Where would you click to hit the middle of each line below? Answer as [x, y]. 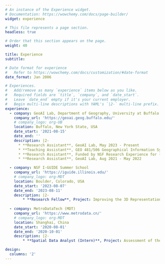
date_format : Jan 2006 [28, 77]
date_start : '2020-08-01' [41, 227]
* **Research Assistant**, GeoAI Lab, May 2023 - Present [79, 145]
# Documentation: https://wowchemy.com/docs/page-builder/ [67, 14]
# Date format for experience [36, 68]
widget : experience [25, 19]
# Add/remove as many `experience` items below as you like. [71, 91]
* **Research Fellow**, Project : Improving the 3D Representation [92, 200]
